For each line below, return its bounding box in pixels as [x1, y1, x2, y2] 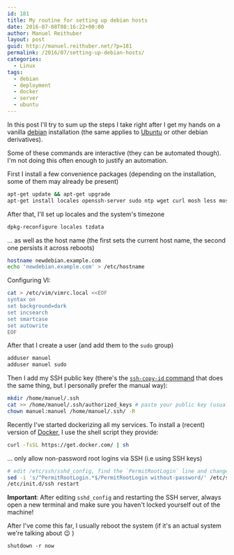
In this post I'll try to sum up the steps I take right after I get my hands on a [7, 120, 221, 129]
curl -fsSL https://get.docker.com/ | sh [7, 441, 130, 448]
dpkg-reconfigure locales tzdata [7, 223, 104, 231]
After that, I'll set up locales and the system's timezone [7, 210, 165, 218]
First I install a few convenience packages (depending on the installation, [7, 169, 217, 178]
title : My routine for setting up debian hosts [7, 17, 148, 24]
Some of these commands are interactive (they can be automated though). [7, 148, 221, 157]
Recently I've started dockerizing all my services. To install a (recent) [7, 420, 205, 428]
